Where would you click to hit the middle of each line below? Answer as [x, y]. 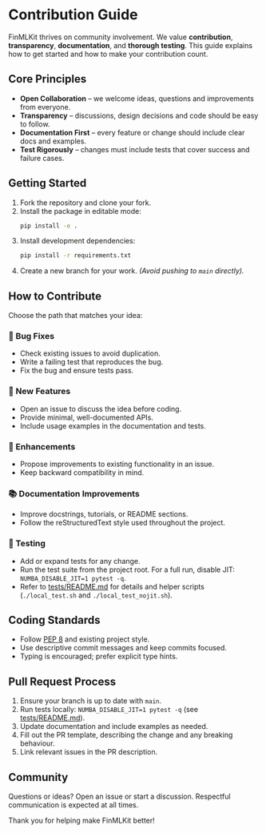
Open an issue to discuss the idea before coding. [101, 408]
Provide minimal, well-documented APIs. [87, 417]
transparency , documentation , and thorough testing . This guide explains [131, 45]
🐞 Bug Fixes [31, 336]
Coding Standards [54, 620]
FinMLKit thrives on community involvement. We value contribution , [121, 37]
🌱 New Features [40, 392]
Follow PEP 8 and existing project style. [85, 639]
